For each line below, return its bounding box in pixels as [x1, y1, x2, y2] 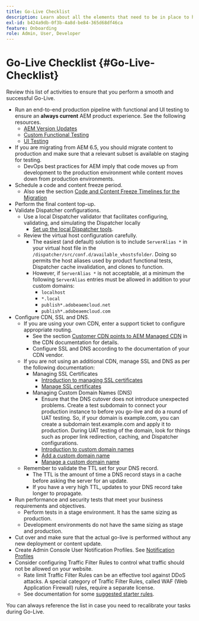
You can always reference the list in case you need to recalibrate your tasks [6, 602, 191, 609]
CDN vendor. [32, 352, 64, 359]
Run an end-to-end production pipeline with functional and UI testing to [14, 106, 190, 113]
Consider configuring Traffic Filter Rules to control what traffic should [14, 559, 185, 566]
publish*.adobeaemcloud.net [41, 303, 111, 308]
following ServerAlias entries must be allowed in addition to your [32, 276, 191, 283]
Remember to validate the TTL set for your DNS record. [23, 465, 159, 472]
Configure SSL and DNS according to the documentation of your [32, 345, 190, 352]
